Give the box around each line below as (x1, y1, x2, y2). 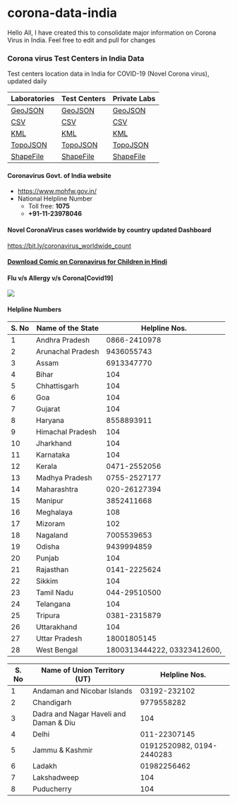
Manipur (36, 496, 64, 506)
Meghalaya (36, 507, 73, 517)
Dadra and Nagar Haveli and (32, 708, 126, 718)
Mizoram (36, 518, 66, 528)
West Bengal (36, 645, 78, 655)
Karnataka (36, 450, 71, 460)
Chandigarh (32, 697, 72, 707)
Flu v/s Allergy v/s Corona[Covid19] (7, 273, 114, 282)
